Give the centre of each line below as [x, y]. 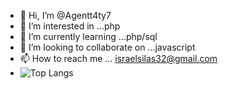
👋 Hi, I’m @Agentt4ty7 [65, 15]
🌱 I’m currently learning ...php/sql [88, 36]
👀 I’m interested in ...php [70, 26]
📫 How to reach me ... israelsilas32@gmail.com [118, 58]
